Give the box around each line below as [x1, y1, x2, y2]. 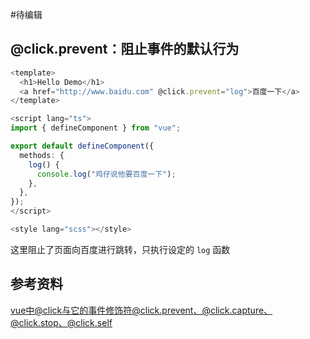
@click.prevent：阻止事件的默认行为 [10, 41, 240, 58]
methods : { [19, 150, 65, 160]
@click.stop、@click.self [10, 316, 113, 328]
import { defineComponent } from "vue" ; [10, 123, 182, 133]
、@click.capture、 [193, 304, 273, 316]
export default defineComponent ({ [10, 141, 155, 152]
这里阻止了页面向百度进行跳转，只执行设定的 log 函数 [10, 243, 231, 255]
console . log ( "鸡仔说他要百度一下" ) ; [36, 169, 177, 179]
